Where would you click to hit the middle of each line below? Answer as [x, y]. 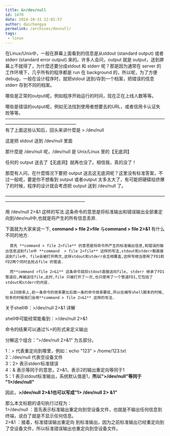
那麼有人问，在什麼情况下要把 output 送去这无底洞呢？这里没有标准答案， [82, 173]
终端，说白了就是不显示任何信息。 [41, 416]
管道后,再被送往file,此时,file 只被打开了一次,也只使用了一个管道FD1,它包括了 [79, 277]
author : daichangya [26, 24]
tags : [11, 33]
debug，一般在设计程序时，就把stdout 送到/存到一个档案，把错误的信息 [80, 79]
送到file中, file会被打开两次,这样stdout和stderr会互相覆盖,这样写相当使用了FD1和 [85, 257]
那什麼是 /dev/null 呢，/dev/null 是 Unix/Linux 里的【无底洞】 [69, 151]
